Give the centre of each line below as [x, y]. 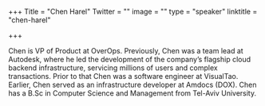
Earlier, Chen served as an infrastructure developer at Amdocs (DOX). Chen [132, 84]
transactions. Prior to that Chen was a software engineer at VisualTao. [123, 76]
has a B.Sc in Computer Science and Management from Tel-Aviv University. [132, 93]
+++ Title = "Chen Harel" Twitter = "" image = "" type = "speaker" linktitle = [133, 12]
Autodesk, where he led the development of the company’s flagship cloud [130, 59]
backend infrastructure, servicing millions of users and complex [113, 68]
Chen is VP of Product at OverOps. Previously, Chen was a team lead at [126, 51]
